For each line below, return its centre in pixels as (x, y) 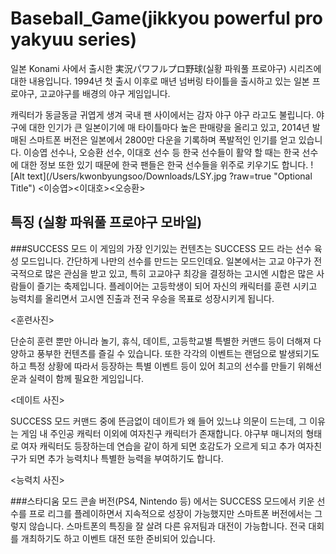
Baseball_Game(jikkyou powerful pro (166, 18)
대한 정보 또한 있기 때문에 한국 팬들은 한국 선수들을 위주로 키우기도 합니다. (164, 164)
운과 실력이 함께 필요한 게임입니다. (77, 378)
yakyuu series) (74, 39)
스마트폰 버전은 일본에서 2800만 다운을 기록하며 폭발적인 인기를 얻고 (162, 139)
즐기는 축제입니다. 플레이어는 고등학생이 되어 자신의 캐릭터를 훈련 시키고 (177, 286)
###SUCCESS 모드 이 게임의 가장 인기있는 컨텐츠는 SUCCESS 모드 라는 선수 (161, 248)
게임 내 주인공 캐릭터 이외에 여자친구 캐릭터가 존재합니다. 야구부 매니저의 (162, 433)
